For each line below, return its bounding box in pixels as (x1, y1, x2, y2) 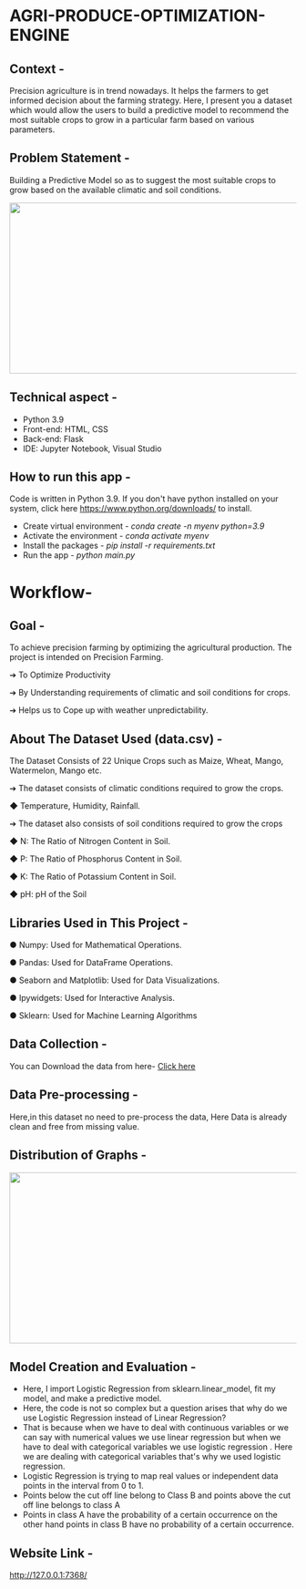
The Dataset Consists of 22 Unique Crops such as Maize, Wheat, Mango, (9, 756, 284, 767)
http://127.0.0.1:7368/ (9, 1570, 88, 1581)
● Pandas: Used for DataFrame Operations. (9, 957, 173, 968)
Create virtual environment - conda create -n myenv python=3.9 (22, 521, 265, 531)
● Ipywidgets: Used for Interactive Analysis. (9, 993, 176, 1004)
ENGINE (9, 25, 70, 46)
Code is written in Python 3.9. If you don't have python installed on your (9, 493, 279, 504)
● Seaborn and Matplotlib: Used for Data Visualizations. (9, 975, 220, 985)
